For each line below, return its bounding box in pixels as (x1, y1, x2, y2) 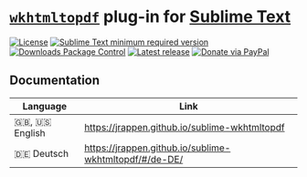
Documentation (9, 73, 101, 88)
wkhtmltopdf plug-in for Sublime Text (9, 6, 291, 27)
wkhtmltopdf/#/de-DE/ (83, 152, 184, 165)
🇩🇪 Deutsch (14, 147, 69, 160)
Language (22, 99, 68, 112)
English (14, 126, 46, 139)
